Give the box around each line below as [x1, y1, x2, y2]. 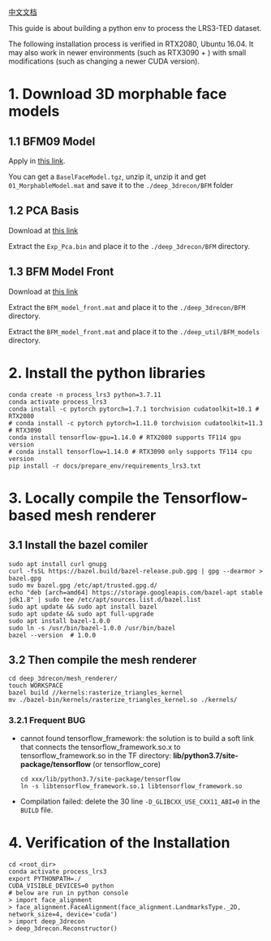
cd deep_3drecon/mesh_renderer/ [8, 674, 118, 683]
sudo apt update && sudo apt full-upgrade [8, 609, 154, 618]
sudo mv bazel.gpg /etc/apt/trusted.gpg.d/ [8, 581, 158, 590]
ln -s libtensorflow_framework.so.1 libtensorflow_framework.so [19, 782, 243, 791]
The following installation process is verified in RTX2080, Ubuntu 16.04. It [8, 39, 254, 49]
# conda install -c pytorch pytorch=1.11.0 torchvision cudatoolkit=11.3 [8, 419, 264, 427]
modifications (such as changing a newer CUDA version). [8, 56, 200, 66]
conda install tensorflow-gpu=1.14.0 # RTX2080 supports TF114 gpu [8, 433, 242, 442]
